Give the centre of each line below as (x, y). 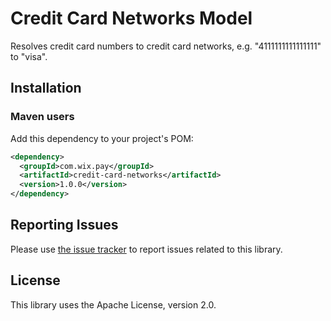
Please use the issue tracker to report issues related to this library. (146, 249)
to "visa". (29, 56)
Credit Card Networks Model (131, 18)
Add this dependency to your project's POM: (102, 138)
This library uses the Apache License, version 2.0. (113, 304)
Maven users (42, 117)
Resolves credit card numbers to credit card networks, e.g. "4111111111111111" (166, 46)
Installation (46, 88)
